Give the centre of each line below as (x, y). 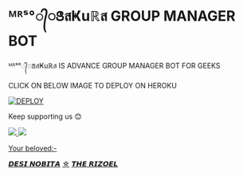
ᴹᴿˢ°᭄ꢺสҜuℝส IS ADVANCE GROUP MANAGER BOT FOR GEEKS (114, 65)
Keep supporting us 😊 (45, 116)
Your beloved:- (33, 148)
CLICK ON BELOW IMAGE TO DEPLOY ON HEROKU (93, 85)
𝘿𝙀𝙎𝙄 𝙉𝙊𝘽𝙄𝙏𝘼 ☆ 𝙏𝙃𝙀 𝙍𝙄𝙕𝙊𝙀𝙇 (63, 163)
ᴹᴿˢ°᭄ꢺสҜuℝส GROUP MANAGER (122, 16)
